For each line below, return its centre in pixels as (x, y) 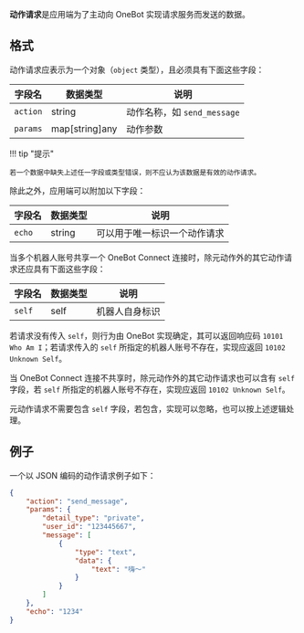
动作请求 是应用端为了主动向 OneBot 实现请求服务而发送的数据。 (130, 14)
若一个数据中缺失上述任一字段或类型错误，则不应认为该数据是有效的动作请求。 (135, 173)
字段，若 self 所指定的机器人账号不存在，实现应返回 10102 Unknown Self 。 (150, 389)
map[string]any (84, 129)
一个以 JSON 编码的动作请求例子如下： (83, 475)
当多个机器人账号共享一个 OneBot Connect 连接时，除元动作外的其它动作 (147, 257)
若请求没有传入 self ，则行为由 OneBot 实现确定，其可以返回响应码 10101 (147, 335)
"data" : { (93, 561)
